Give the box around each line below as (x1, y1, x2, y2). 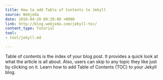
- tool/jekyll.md (5, 35, 41, 40)
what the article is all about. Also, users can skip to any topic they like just (5, 58, 157, 64)
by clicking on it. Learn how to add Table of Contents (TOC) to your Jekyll (5, 63, 157, 70)
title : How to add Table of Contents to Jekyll (5, 7, 106, 12)
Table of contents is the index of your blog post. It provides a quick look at (5, 53, 158, 59)
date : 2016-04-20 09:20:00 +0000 (5, 16, 75, 21)
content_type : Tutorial (5, 26, 55, 31)
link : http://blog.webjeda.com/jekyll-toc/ (5, 21, 97, 26)
